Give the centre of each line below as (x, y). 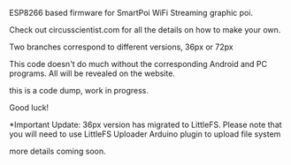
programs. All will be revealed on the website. (92, 73)
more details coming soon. (57, 151)
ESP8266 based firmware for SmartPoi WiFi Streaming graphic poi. (131, 13)
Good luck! (29, 108)
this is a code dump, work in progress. (79, 90)
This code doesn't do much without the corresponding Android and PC (138, 64)
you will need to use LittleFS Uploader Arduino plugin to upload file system (145, 134)
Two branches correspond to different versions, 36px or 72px (121, 47)
